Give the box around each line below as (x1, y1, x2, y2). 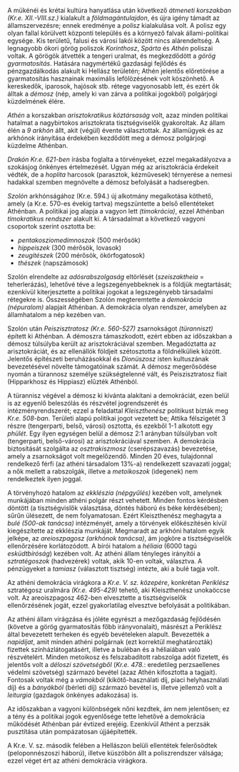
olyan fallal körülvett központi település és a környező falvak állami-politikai (7, 29, 229, 37)
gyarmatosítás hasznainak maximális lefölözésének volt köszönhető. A (7, 74, 215, 83)
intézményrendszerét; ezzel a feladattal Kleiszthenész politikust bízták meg (7, 406, 228, 415)
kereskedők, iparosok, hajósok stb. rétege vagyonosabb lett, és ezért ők (7, 82, 220, 90)
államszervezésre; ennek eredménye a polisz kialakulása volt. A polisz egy (7, 21, 227, 29)
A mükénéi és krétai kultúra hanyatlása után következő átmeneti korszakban (7, 6, 232, 14)
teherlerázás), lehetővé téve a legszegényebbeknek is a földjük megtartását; (7, 280, 232, 289)
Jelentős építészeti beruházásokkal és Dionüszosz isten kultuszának (7, 355, 209, 363)
